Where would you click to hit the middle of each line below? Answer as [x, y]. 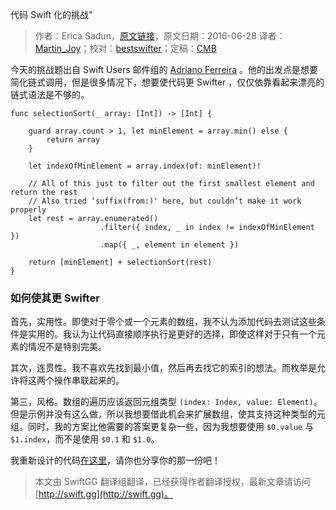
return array [73, 140]
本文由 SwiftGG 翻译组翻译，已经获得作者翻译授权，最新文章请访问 [172, 482]
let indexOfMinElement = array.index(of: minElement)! [145, 166]
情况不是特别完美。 [67, 347]
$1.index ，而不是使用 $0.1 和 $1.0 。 [85, 439]
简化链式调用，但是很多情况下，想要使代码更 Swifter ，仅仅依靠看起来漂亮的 [167, 82]
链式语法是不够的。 [50, 94]
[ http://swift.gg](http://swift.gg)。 [103, 494]
